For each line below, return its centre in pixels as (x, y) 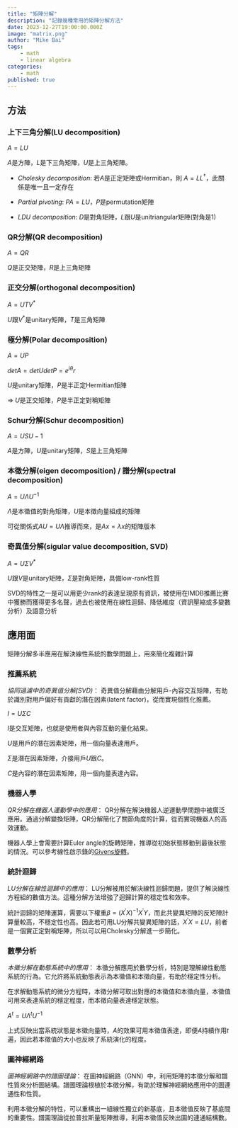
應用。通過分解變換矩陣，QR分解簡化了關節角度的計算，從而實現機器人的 (114, 819)
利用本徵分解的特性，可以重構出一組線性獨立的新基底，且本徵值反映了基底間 (119, 1109)
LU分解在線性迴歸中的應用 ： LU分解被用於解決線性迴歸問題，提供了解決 (113, 889)
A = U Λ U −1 (23, 496)
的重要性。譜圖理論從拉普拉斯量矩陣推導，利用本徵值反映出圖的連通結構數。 (119, 1118)
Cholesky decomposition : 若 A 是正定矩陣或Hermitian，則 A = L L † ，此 (118, 177)
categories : (25, 67)
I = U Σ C (19, 713)
